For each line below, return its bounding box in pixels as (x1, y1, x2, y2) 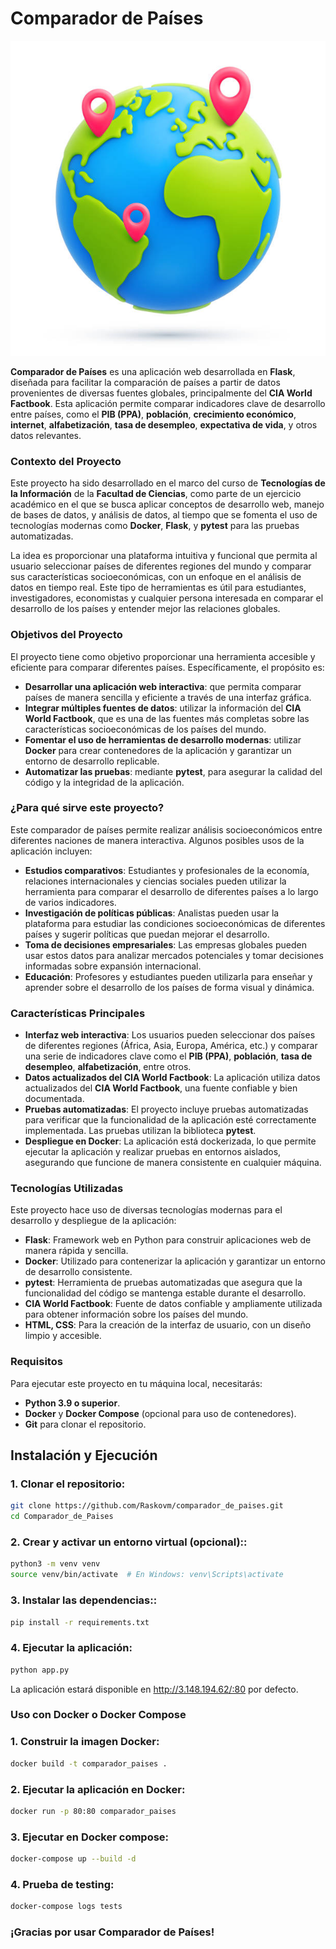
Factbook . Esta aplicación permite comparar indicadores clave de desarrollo (10, 397, 326, 409)
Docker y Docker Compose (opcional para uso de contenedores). (24, 1407, 297, 1419)
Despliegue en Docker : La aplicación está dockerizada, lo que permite (24, 1135, 317, 1147)
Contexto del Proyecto (10, 454, 122, 468)
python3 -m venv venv (10, 1559, 101, 1569)
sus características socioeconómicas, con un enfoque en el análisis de (10, 571, 302, 583)
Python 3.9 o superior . (24, 1397, 121, 1409)
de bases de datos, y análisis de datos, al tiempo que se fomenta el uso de (10, 509, 318, 521)
